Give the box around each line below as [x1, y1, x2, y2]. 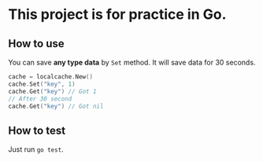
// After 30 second [8, 94, 72, 103]
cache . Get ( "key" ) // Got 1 [8, 87, 97, 95]
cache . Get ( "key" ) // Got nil [8, 102, 104, 110]
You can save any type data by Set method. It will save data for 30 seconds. [8, 57, 256, 67]
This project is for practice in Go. [8, 6, 227, 24]
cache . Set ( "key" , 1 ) [8, 80, 76, 88]
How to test [8, 123, 65, 137]
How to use [8, 37, 65, 50]
